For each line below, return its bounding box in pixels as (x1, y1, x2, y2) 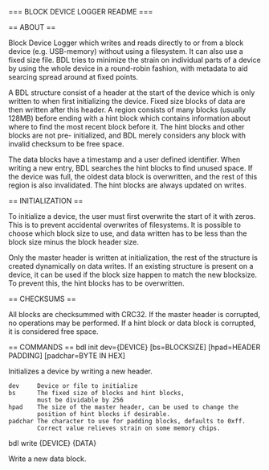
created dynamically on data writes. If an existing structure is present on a (8, 262, 254, 270)
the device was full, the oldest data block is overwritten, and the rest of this (8, 172, 258, 181)
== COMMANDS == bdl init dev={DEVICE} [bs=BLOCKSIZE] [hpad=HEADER (8, 342, 261, 352)
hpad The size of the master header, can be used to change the (8, 403, 239, 411)
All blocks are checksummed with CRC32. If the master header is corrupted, (8, 310, 261, 319)
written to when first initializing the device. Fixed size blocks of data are (8, 97, 246, 105)
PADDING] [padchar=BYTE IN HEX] (8, 351, 126, 361)
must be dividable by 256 (37, 396, 124, 404)
